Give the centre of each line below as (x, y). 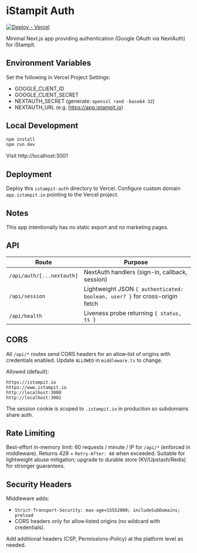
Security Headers (39, 484)
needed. (16, 545)
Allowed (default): (28, 371)
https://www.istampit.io (36, 387)
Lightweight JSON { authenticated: (134, 289)
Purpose (136, 262)
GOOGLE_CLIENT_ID (39, 89)
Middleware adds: (28, 498)
